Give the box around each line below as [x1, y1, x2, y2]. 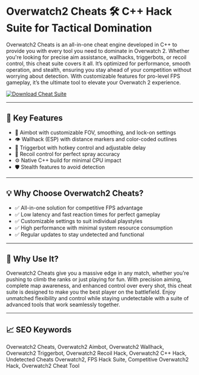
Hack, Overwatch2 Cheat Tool [6, 363, 80, 370]
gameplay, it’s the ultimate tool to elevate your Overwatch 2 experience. [6, 78, 181, 86]
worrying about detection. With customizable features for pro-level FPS [6, 72, 181, 80]
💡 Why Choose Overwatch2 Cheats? [6, 188, 144, 199]
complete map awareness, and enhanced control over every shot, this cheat [6, 282, 192, 290]
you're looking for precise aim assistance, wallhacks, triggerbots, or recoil [6, 53, 187, 61]
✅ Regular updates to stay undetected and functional [14, 231, 145, 238]
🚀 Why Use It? [6, 253, 59, 264]
